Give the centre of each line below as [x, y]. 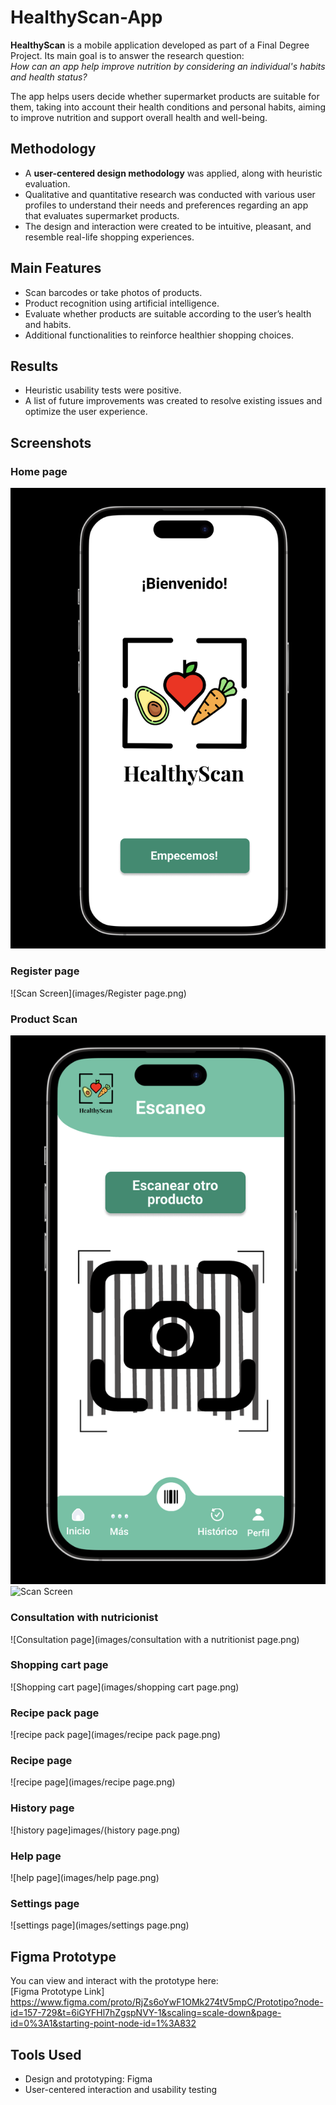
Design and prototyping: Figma [88, 2078]
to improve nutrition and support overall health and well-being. [139, 117]
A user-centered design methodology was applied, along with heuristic [173, 173]
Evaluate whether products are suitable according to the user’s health [168, 313]
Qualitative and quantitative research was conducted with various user [170, 194]
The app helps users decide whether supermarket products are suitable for [165, 96]
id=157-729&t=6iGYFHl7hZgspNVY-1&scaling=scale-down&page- [146, 2013]
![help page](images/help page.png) [85, 1878]
